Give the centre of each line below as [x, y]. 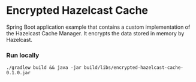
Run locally [23, 55]
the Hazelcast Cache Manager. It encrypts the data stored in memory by [95, 33]
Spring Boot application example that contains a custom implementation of [98, 27]
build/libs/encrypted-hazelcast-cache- [134, 68]
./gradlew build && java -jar [44, 68]
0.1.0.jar [19, 73]
